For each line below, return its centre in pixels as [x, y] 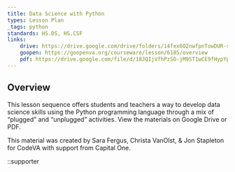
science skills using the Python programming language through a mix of [111, 112]
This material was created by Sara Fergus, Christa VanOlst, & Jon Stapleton [116, 140]
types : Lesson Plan [36, 20]
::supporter [23, 161]
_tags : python [28, 27]
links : [17, 40]
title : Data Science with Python [56, 14]
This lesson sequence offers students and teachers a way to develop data [114, 104]
